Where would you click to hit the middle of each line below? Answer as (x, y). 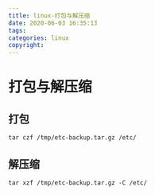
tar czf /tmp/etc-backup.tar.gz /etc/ (72, 138)
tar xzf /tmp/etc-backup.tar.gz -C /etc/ (78, 183)
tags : (17, 30)
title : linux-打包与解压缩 (49, 16)
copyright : (26, 45)
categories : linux (39, 38)
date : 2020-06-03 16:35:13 (53, 23)
